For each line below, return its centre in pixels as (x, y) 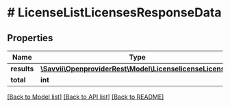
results (22, 69)
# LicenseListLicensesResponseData (114, 13)
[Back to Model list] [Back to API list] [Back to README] (86, 97)
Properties (30, 38)
